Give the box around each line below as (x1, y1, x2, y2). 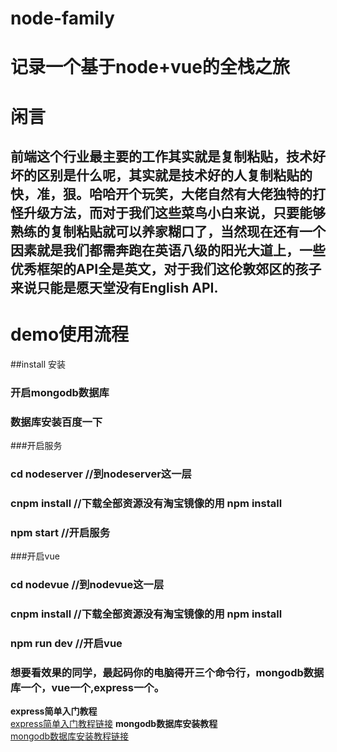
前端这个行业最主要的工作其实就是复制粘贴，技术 (10, 148, 313, 165)
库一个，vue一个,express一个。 (10, 680, 165, 694)
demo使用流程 (10, 323, 130, 346)
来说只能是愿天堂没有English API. (10, 279, 219, 296)
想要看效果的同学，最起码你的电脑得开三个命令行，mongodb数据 (10, 665, 325, 679)
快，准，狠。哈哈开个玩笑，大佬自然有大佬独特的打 (10, 185, 326, 202)
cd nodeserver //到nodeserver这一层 (10, 467, 192, 481)
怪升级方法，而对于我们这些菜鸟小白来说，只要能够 (10, 204, 326, 221)
